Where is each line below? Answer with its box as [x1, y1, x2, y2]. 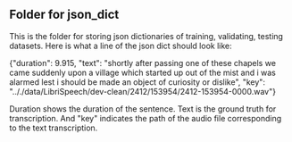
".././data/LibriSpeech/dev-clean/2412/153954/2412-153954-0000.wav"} [9, 86, 277, 96]
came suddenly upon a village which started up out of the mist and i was [9, 67, 277, 78]
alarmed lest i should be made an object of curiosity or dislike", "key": [9, 76, 266, 88]
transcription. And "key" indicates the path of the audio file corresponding [9, 113, 282, 123]
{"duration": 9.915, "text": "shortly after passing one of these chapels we [9, 57, 277, 68]
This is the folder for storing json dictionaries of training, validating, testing [9, 30, 284, 41]
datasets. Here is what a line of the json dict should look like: [9, 40, 232, 51]
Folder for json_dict [9, 7, 120, 22]
